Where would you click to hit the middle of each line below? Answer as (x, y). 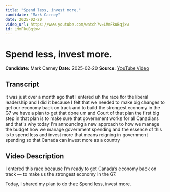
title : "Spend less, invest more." (43, 10)
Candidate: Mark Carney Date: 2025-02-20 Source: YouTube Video (77, 68)
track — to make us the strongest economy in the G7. (61, 174)
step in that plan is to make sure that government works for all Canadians (82, 118)
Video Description (35, 156)
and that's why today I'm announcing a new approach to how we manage (82, 124)
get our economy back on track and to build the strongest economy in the (83, 107)
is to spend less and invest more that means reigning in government (77, 135)
